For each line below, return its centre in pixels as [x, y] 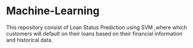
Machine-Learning [53, 11]
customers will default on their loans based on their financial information [94, 33]
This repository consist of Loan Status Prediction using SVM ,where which [97, 27]
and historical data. [30, 40]
